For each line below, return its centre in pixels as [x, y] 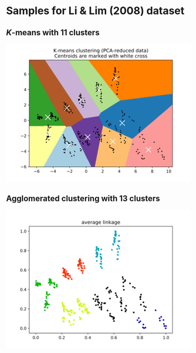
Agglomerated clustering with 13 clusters [83, 199]
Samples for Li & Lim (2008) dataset [95, 11]
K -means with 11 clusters [53, 33]
